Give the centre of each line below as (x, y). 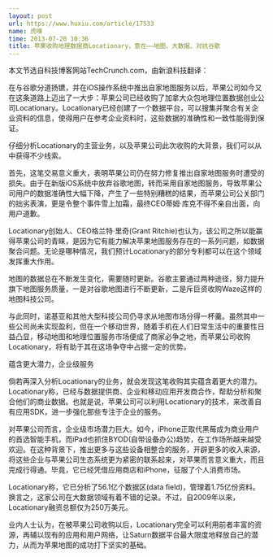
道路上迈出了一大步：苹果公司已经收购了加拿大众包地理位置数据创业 (143, 98)
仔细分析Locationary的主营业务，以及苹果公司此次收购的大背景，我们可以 (132, 146)
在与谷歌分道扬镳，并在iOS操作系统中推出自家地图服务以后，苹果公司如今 (132, 88)
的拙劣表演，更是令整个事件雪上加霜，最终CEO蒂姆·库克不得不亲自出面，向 (134, 203)
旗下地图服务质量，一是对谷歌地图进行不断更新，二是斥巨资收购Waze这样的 (135, 289)
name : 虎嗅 (26, 31)
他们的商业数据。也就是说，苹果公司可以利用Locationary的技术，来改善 (135, 402)
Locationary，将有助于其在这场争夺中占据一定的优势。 (100, 347)
